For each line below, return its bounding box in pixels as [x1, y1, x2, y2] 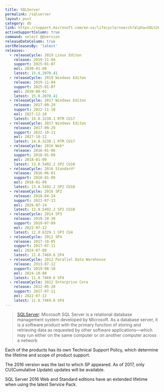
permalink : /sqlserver [5, 12, 51, 17]
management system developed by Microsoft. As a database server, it [17, 316, 158, 323]
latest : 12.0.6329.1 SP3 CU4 [14, 230, 73, 235]
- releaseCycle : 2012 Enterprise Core [9, 280, 89, 285]
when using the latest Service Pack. [5, 381, 77, 387]
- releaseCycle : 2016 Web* [9, 144, 64, 149]
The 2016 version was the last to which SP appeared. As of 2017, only [5, 361, 145, 367]
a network [17, 337, 38, 343]
